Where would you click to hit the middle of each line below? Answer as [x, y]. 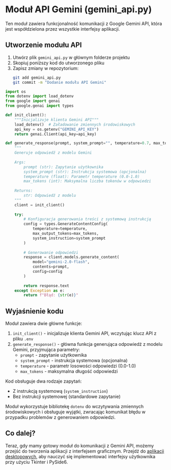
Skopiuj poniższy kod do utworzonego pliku [59, 63]
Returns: [24, 191]
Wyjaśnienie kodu [34, 311]
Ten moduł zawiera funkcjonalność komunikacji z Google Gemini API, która [84, 24]
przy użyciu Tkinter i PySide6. [37, 462]
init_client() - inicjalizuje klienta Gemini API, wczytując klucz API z [84, 334]
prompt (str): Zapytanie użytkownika [63, 167]
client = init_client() [40, 205]
